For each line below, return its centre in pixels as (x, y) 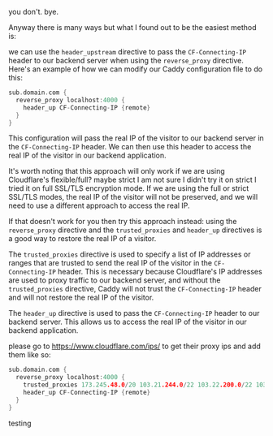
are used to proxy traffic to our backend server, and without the (115, 280)
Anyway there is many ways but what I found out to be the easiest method (132, 27)
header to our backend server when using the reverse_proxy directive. (126, 60)
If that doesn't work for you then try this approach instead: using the (123, 222)
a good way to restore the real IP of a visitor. (82, 239)
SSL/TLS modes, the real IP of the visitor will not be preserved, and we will (133, 197)
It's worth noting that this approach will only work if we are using (117, 171)
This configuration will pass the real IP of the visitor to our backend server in (136, 138)
